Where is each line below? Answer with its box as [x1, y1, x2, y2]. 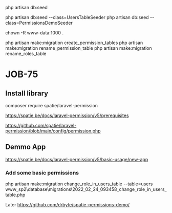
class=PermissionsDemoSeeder [5, 20, 73, 26]
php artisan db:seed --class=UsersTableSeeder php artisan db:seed [5, 14, 149, 20]
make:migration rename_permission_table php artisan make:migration [5, 45, 152, 51]
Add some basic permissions [5, 169, 79, 176]
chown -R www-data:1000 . [5, 30, 64, 35]
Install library [5, 89, 49, 98]
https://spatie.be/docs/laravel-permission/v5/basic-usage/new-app [5, 156, 148, 162]
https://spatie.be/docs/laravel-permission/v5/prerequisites [5, 112, 129, 119]
